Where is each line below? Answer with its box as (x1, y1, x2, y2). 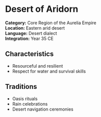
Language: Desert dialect (5, 30, 58, 36)
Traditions (5, 82, 37, 91)
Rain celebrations (12, 101, 48, 107)
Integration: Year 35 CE (5, 36, 54, 41)
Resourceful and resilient (12, 63, 63, 69)
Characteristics (5, 50, 54, 58)
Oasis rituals (12, 95, 38, 102)
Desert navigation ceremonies (12, 106, 74, 112)
